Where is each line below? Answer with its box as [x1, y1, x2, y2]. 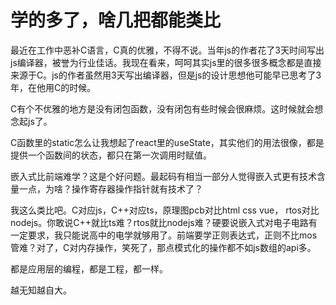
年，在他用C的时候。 [10, 81, 97, 93]
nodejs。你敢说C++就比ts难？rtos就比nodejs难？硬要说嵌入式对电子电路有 [10, 216, 318, 228]
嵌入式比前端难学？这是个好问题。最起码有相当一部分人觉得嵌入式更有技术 [10, 170, 317, 182]
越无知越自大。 [10, 284, 72, 296]
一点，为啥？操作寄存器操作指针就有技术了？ [18, 182, 203, 195]
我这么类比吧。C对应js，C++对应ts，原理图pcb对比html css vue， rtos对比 [10, 204, 320, 216]
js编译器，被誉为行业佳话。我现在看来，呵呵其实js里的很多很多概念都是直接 [10, 56, 322, 68]
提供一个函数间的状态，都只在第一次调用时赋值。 [10, 149, 212, 161]
